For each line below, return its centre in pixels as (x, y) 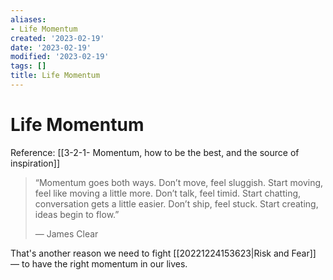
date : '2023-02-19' (51, 47)
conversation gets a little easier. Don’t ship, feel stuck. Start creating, (176, 203)
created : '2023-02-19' (57, 38)
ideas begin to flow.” (77, 214)
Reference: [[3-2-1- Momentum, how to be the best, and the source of (155, 152)
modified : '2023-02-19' (60, 57)
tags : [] (28, 66)
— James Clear (66, 233)
